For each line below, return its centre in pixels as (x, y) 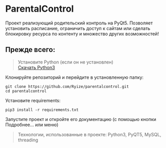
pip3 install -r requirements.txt (42, 110)
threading (28, 140)
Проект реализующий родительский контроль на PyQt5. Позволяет (79, 23)
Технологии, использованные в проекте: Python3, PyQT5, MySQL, (90, 134)
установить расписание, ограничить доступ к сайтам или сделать (78, 28)
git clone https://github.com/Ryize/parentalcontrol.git (67, 86)
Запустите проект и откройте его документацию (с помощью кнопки (81, 119)
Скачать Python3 (36, 67)
